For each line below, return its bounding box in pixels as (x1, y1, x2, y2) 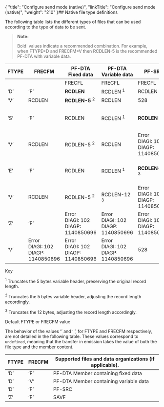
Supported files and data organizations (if (55, 355, 155, 362)
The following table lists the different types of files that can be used (5, 19, 141, 24)
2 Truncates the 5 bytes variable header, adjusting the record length (5, 293, 142, 299)
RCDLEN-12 (101, 191, 131, 198)
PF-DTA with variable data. (17, 53, 71, 59)
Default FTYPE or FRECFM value (5, 318, 71, 325)
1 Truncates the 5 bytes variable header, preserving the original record (5, 277, 146, 284)
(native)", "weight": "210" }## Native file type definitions (5, 9, 118, 15)
